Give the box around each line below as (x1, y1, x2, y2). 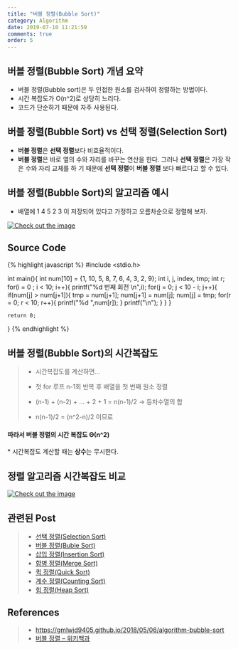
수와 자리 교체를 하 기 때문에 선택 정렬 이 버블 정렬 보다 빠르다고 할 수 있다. (25, 164, 229, 172)
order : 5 (7, 37, 33, 44)
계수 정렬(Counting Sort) (35, 577, 106, 586)
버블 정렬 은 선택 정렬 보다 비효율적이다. (17, 146, 124, 154)
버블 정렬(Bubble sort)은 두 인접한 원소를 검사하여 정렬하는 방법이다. (17, 85, 208, 93)
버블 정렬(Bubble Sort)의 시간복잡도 (7, 347, 158, 359)
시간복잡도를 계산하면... (35, 367, 101, 376)
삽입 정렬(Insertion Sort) (35, 550, 105, 559)
